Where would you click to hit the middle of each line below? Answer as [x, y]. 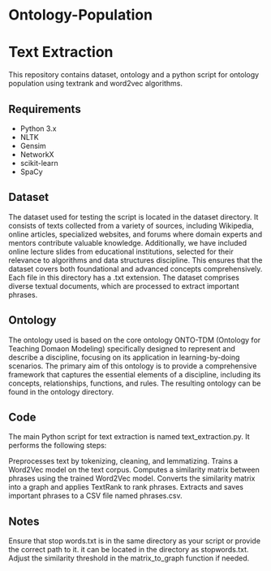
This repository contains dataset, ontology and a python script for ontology [134, 75]
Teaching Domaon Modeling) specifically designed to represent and [122, 348]
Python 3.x [38, 129]
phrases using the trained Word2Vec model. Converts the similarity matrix [132, 478]
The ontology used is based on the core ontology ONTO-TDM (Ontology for [135, 340]
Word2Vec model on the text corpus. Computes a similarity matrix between [134, 470]
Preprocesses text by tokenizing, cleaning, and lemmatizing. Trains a [123, 461]
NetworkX [37, 154]
